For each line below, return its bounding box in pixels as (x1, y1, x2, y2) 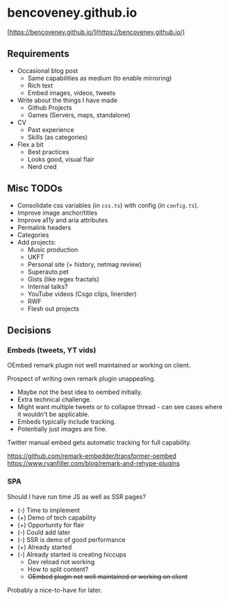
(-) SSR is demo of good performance (17, 535, 126, 543)
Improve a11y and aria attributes (17, 215, 108, 224)
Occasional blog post (17, 66, 78, 74)
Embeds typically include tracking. (17, 418, 117, 426)
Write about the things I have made (17, 96, 118, 104)
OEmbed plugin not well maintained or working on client (27, 572, 188, 581)
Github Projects (27, 103, 72, 112)
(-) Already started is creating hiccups (17, 550, 127, 559)
